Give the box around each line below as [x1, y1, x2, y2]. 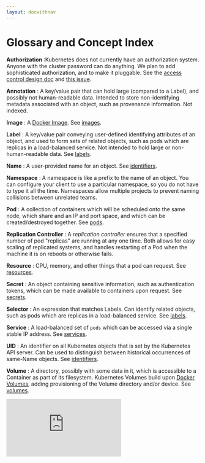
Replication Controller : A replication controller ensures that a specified [6, 230, 188, 238]
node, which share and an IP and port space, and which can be [6, 212, 166, 219]
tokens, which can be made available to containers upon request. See [6, 287, 182, 294]
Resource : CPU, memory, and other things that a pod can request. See [6, 262, 187, 269]
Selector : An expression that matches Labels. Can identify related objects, [6, 305, 196, 313]
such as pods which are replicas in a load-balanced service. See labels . [6, 311, 187, 319]
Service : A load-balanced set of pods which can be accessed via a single [6, 324, 193, 331]
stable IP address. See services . [6, 330, 88, 338]
